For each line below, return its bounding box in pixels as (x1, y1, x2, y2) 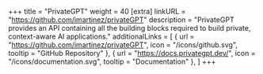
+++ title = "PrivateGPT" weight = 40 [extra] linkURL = (8, 7, 186, 16)
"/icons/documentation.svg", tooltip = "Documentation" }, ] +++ (8, 57, 216, 66)
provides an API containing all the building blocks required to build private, (8, 24, 251, 32)
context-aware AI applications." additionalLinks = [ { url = (8, 31, 195, 41)
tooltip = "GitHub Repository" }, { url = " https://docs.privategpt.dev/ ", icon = (8, 49, 256, 57)
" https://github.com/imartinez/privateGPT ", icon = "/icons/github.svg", (8, 40, 238, 50)
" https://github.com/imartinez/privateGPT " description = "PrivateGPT (8, 15, 235, 24)
